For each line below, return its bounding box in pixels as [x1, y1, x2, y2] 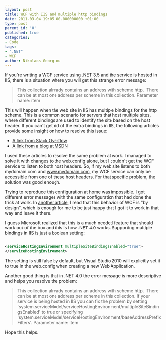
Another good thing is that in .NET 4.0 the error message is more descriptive [5, 273, 161, 279]
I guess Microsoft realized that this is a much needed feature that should [5, 220, 153, 226]
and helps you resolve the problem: [5, 278, 78, 284]
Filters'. [17, 320, 33, 325]
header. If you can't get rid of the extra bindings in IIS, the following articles [5, 123, 159, 129]
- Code [5, 40, 19, 45]
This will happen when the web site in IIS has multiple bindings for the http [5, 107, 157, 113]
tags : [5, 44, 16, 49]
